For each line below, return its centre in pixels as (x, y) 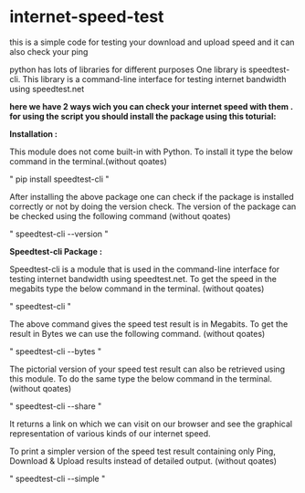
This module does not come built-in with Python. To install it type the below (152, 152)
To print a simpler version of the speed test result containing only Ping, (142, 451)
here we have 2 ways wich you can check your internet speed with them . (152, 106)
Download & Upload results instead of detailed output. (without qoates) (143, 461)
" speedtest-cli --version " (59, 234)
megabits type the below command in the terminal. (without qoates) (137, 288)
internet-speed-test (87, 17)
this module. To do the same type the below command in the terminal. (141, 378)
